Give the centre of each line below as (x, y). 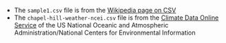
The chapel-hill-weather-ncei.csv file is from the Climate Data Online (116, 18)
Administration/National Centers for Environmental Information (105, 32)
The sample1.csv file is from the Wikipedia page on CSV (95, 10)
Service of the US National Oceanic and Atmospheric (91, 25)
